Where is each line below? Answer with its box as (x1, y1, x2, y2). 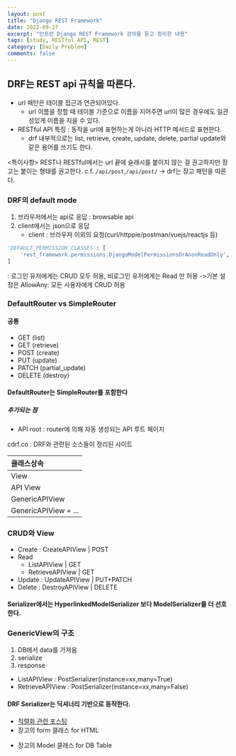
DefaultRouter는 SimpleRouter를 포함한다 (7, 388, 128, 396)
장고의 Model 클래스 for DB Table (17, 740, 112, 750)
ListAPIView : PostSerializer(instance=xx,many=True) (17, 675, 173, 684)
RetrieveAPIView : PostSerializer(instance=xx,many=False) (17, 683, 189, 691)
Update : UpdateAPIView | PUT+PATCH (17, 575, 133, 583)
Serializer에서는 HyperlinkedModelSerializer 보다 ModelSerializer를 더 (7, 600, 214, 608)
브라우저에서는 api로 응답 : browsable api (17, 212, 134, 221)
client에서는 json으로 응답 (17, 221, 90, 229)
